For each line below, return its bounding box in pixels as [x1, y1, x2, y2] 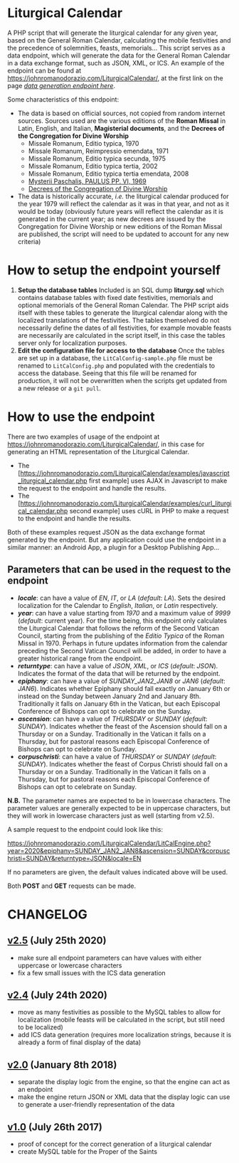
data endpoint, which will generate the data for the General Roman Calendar [7, 51, 230, 60]
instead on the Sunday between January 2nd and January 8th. [17, 692, 201, 700]
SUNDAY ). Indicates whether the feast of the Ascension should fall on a [17, 722, 228, 730]
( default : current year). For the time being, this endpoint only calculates [17, 616, 228, 625]
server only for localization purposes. [17, 338, 128, 347]
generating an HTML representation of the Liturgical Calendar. [7, 447, 190, 456]
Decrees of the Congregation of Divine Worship [28, 184, 168, 193]
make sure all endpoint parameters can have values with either [17, 953, 202, 962]
